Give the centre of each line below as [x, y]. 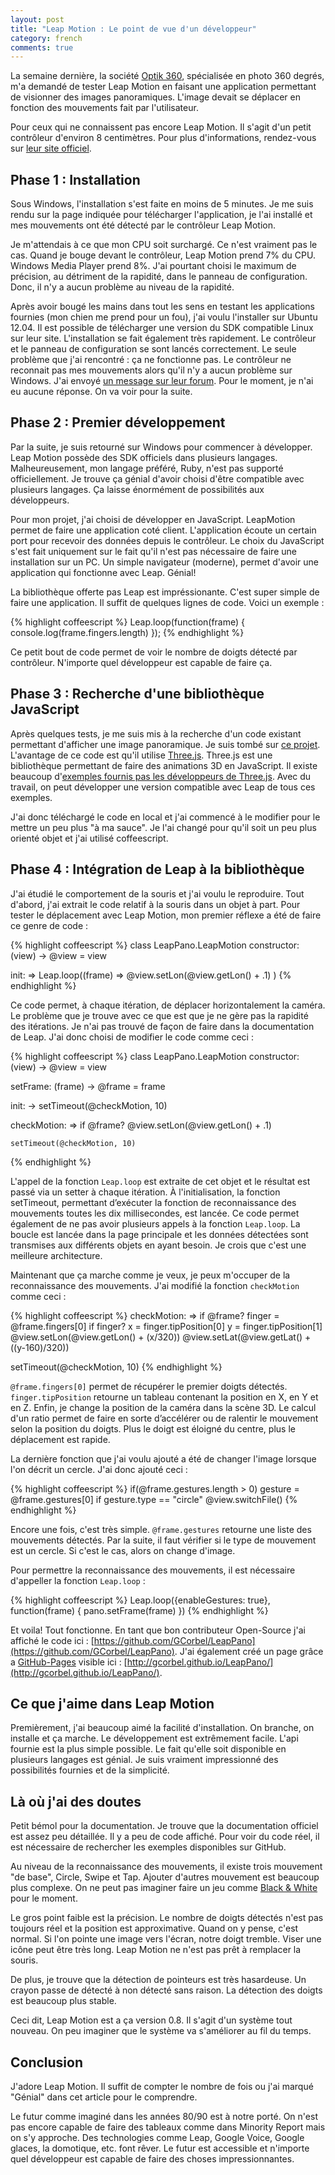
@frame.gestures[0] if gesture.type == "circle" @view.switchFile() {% [154, 1499]
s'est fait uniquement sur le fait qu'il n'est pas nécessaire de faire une [153, 551]
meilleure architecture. [56, 1255]
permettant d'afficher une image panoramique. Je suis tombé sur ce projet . [165, 744]
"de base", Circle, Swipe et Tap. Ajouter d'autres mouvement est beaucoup [165, 1877]
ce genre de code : [49, 925]
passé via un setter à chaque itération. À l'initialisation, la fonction [145, 1192]
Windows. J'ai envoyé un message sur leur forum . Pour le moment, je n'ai [162, 381]
